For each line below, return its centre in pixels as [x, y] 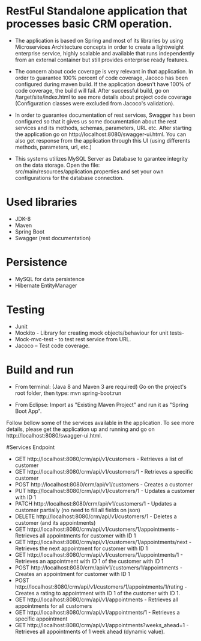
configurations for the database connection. [69, 178]
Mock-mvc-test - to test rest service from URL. [73, 339]
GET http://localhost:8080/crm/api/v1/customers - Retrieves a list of [99, 459]
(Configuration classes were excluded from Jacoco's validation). [95, 103]
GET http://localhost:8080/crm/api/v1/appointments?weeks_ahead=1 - [102, 625]
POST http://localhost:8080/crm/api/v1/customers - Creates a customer [104, 484]
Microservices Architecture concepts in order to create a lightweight [99, 47]
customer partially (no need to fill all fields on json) [78, 510]
